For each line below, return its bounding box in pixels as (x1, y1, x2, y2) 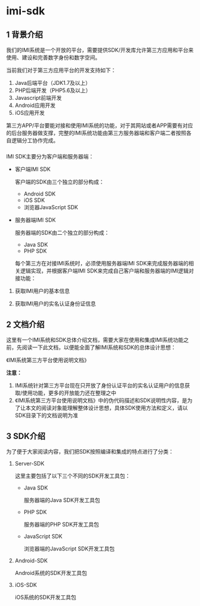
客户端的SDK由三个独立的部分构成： (14, 178, 104, 186)
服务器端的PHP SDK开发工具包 (23, 521, 100, 528)
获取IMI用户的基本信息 (14, 287, 70, 295)
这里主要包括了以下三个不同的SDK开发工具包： (14, 472, 131, 479)
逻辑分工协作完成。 (11, 137, 59, 144)
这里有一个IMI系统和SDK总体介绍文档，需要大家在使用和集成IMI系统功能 (6, 336, 184, 344)
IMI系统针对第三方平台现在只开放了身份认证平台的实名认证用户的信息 (14, 382, 185, 389)
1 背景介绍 (6, 29, 44, 39)
